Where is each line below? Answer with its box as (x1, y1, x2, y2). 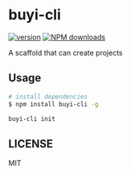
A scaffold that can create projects (8, 48, 123, 57)
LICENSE (8, 137, 54, 151)
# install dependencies (8, 93, 88, 101)
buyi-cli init (8, 114, 56, 122)
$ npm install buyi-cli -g (8, 100, 99, 108)
